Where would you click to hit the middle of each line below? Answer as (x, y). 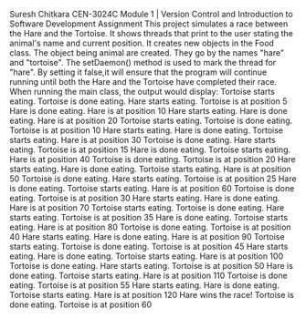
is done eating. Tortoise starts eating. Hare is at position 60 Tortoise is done (152, 188)
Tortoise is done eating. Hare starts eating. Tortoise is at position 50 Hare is (152, 266)
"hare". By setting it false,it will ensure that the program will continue (138, 72)
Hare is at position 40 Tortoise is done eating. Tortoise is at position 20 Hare (153, 159)
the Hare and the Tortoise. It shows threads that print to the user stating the (152, 33)
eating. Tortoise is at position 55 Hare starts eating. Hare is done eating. (145, 285)
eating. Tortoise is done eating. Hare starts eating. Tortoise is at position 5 (148, 101)
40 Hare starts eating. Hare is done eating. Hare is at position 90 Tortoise (147, 237)
